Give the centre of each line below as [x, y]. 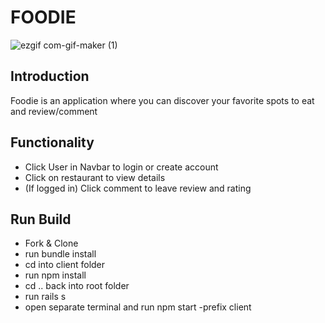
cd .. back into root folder [77, 286]
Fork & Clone [51, 243]
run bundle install [60, 254]
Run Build [41, 219]
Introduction [50, 76]
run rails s [45, 297]
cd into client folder [65, 265]
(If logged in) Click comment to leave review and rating [138, 188]
